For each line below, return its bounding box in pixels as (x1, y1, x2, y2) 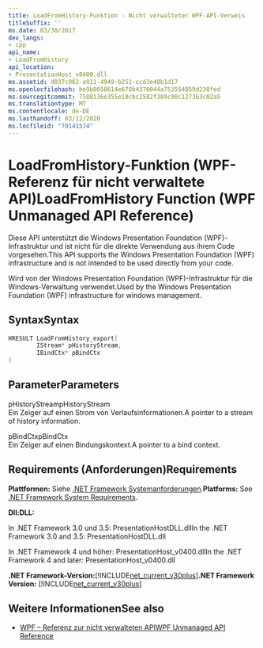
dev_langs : (8, 33, 44, 42)
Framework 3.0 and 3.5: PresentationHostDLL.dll (8, 532, 166, 541)
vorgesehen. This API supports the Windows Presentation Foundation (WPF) (8, 250, 255, 259)
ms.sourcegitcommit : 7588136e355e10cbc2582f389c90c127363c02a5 (8, 93, 221, 101)
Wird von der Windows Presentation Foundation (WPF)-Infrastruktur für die (8, 273, 253, 283)
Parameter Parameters (8, 378, 120, 392)
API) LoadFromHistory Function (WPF (8, 189, 256, 208)
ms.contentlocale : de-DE (8, 108, 90, 116)
